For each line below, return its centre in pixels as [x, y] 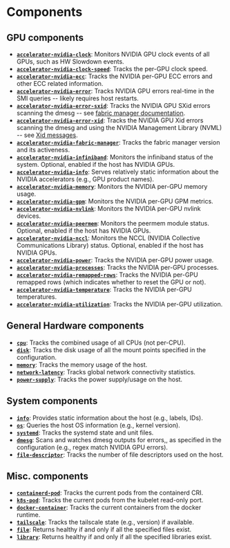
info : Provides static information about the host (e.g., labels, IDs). [109, 418]
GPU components [45, 38]
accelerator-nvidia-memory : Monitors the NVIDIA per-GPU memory [112, 186]
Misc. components [48, 476]
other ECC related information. [60, 83]
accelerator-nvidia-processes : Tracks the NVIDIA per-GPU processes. [117, 267]
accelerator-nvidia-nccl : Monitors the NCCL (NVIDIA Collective [108, 238]
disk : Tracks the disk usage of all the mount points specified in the [111, 349]
